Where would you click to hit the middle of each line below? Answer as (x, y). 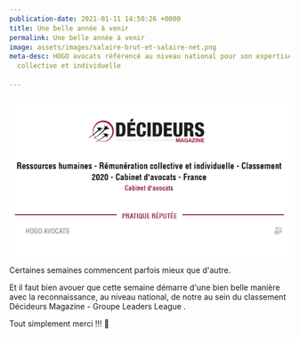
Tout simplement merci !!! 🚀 (59, 324)
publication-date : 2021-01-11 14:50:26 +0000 (95, 19)
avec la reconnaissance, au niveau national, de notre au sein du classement (148, 297)
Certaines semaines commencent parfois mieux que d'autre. (120, 270)
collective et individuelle (69, 66)
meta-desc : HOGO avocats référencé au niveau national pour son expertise (151, 57)
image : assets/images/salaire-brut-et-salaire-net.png (113, 47)
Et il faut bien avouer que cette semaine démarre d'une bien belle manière (145, 288)
